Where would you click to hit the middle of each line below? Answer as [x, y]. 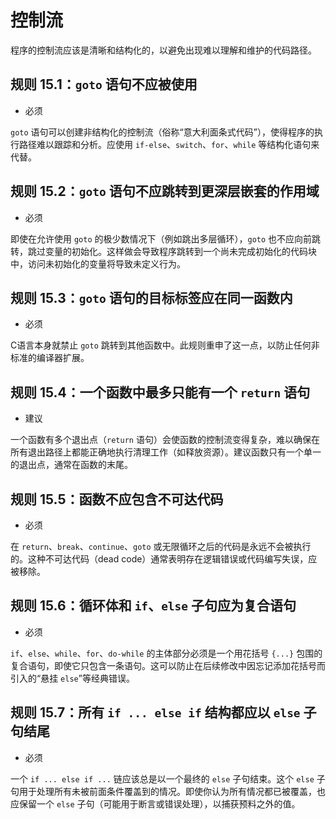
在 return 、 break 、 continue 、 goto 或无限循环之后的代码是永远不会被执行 [161, 546]
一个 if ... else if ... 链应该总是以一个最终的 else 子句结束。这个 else [162, 778]
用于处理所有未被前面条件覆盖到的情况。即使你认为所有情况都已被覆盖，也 [172, 791]
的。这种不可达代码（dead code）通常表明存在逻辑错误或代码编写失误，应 [164, 559]
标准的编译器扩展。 [50, 358]
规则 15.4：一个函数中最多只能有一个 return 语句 [160, 392]
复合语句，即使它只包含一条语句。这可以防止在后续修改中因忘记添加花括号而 [168, 665]
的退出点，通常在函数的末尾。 [71, 465]
